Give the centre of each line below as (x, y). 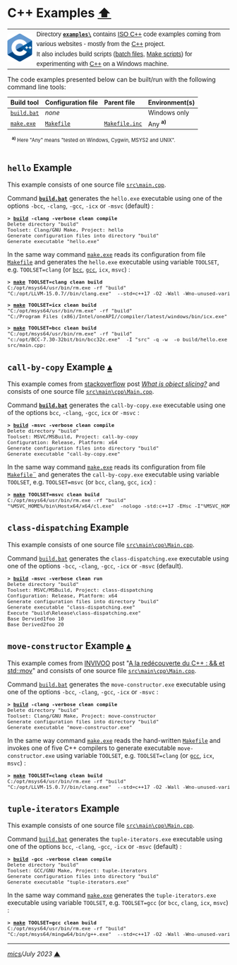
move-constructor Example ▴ (69, 646)
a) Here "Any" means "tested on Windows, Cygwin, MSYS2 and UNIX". (93, 139)
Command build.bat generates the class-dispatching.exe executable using (118, 558)
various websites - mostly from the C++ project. (101, 44)
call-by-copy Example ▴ (60, 367)
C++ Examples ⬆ (59, 13)
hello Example (40, 168)
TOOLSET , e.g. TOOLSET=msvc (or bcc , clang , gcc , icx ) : (82, 482)
